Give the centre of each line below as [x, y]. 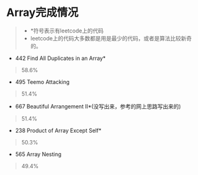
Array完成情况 [42, 13]
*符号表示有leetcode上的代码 [67, 31]
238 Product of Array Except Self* [58, 130]
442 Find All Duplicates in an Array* [60, 58]
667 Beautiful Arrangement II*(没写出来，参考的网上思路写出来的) [98, 106]
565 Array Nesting [38, 154]
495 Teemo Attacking [42, 82]
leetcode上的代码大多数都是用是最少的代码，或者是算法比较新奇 [111, 38]
